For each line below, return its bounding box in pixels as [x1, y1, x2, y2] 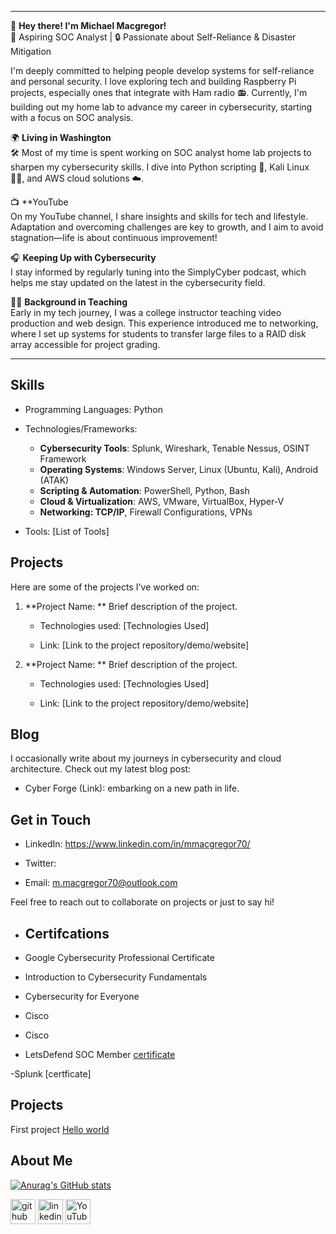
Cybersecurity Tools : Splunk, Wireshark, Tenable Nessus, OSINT [39, 442, 310, 454]
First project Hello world [10, 1123, 110, 1135]
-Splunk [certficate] [10, 1068, 92, 1080]
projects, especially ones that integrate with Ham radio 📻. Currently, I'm [10, 87, 308, 98]
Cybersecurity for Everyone [24, 991, 140, 1003]
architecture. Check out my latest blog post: [10, 763, 192, 775]
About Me [10, 1152, 73, 1170]
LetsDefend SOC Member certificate [24, 1049, 176, 1061]
